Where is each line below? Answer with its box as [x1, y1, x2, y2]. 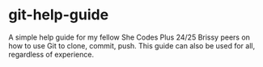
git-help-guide [8, 6, 109, 24]
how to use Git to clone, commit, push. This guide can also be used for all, [8, 40, 256, 50]
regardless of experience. [8, 49, 95, 59]
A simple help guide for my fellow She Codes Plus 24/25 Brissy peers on [8, 32, 251, 42]
